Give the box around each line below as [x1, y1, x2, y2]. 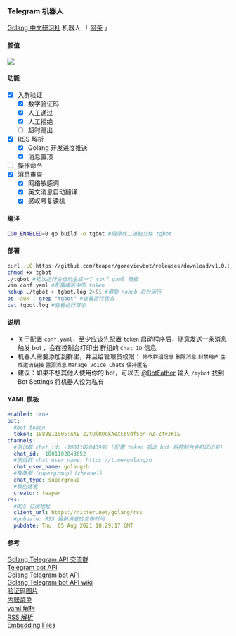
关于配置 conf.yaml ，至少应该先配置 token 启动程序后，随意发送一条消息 [17, 335, 227, 343]
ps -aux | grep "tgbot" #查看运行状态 [7, 295, 114, 302]
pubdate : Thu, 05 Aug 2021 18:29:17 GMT [13, 523, 133, 530]
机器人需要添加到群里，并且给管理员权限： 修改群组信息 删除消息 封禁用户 [17, 352, 220, 361]
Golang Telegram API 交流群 [7, 555, 89, 564]
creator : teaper [13, 490, 61, 497]
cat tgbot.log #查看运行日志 [7, 301, 86, 309]
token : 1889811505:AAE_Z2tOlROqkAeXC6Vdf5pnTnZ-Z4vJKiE [13, 430, 181, 437]
